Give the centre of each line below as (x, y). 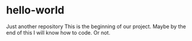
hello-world (35, 10)
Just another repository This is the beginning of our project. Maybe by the (96, 26)
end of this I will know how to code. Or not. (58, 32)
